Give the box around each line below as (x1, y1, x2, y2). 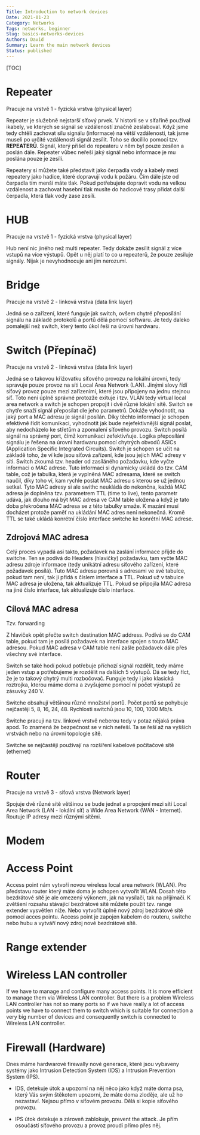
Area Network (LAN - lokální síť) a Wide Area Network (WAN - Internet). (6, 807, 183, 814)
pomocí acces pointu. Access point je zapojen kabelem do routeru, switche (6, 913, 192, 920)
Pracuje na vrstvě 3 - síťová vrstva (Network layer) (6, 789, 131, 796)
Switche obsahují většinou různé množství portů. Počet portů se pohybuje (6, 699, 188, 706)
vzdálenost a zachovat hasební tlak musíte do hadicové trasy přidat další (6, 185, 185, 192)
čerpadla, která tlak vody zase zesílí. (6, 192, 96, 199)
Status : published (6, 48, 52, 54)
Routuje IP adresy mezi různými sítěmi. (6, 813, 101, 820)
